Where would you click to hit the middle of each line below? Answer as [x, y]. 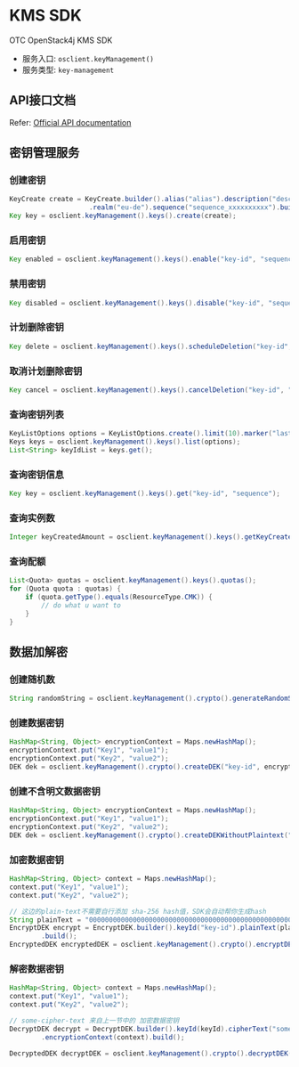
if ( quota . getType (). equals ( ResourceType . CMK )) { [119, 598]
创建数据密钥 [37, 723]
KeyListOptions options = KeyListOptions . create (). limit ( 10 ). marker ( [141, 434]
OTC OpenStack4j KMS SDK [61, 40]
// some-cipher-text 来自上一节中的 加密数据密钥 [94, 1021]
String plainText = [45, 920]
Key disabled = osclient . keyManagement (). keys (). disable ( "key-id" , [137, 303]
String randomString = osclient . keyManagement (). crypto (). [121, 699]
